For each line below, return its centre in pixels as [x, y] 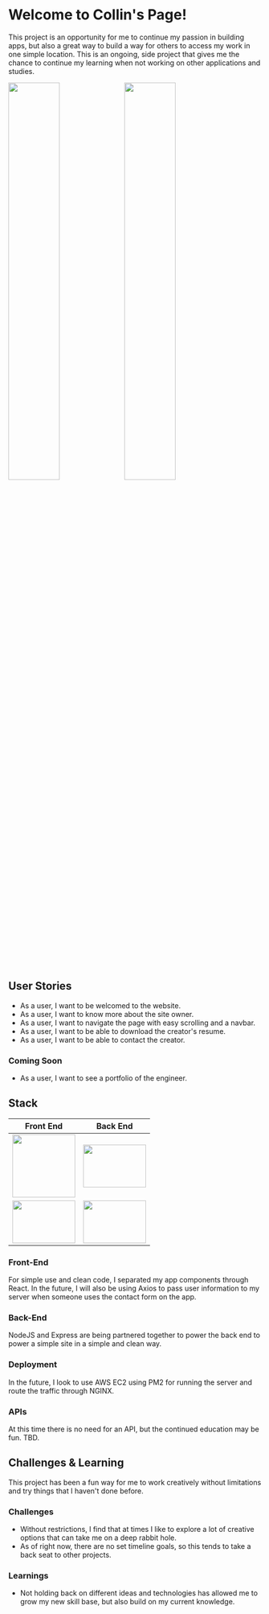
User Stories [40, 986]
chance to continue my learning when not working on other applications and [134, 63]
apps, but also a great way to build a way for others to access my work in [129, 45]
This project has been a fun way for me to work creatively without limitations [135, 1482]
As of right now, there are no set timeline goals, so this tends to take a [135, 1546]
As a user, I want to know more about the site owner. [107, 1014]
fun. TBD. [24, 1438]
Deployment [33, 1365]
